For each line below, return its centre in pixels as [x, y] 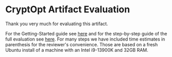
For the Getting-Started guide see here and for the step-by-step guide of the [86, 33]
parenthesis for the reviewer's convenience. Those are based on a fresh [82, 44]
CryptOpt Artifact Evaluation [68, 9]
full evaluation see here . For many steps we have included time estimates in [85, 39]
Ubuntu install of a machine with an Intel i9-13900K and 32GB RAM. [77, 50]
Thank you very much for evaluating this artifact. [57, 24]
